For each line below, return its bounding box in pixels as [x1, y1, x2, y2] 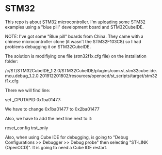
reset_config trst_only [5, 124, 49, 131]
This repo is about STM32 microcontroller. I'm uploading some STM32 [5, 19, 146, 25]
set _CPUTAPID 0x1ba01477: [5, 96, 62, 102]
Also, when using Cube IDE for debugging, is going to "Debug [5, 134, 129, 140]
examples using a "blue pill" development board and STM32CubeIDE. [5, 24, 144, 30]
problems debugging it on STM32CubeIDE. [5, 44, 91, 49]
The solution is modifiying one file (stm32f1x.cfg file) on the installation [5, 53, 147, 59]
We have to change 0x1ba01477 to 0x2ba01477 [5, 106, 100, 112]
